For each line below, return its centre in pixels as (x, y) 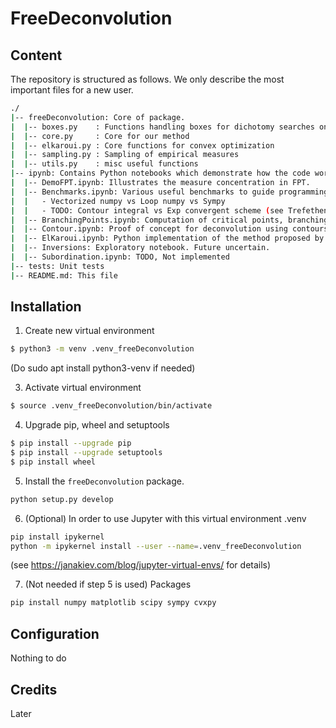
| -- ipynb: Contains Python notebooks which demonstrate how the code (160, 173)
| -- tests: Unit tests (57, 266)
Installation (46, 307)
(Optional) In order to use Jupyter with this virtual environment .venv (165, 518)
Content (36, 55)
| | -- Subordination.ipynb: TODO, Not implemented (120, 257)
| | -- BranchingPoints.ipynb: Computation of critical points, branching (169, 220)
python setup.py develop (62, 499)
